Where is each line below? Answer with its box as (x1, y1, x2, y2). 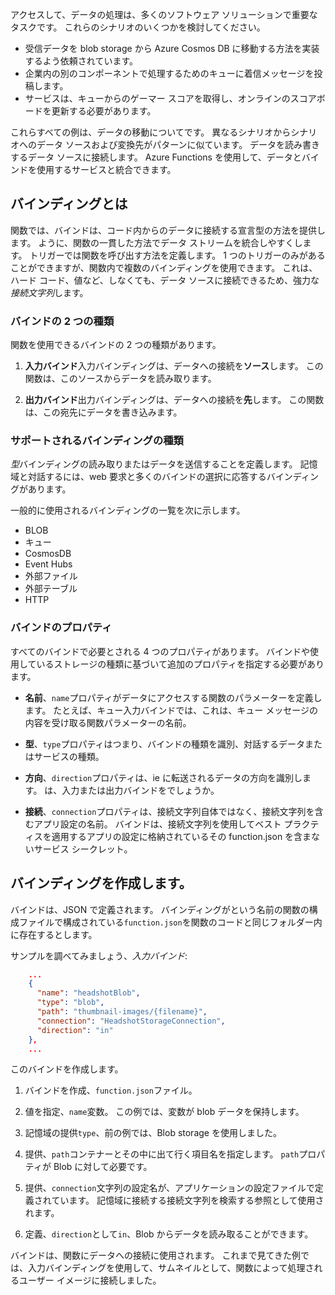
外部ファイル (24, 570, 78, 582)
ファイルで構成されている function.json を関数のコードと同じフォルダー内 (18, 916, 323, 928)
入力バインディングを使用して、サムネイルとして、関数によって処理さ (27, 1262, 315, 1274)
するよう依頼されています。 (24, 55, 138, 67)
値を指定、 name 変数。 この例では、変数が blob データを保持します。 (24, 1106, 305, 1118)
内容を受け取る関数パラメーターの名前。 (24, 716, 192, 728)
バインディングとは (10, 196, 128, 213)
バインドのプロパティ (10, 621, 113, 635)
